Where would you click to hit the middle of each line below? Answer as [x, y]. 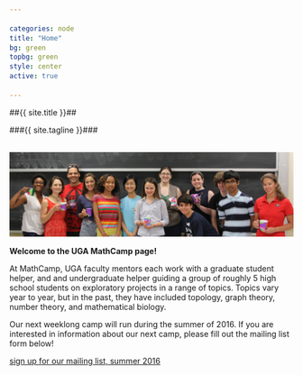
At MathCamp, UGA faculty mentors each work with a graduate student [142, 269]
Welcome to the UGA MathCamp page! [83, 252]
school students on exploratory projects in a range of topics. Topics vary [144, 288]
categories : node [42, 28]
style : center [36, 67]
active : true [34, 77]
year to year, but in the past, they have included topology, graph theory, [142, 297]
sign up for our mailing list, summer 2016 [85, 361]
